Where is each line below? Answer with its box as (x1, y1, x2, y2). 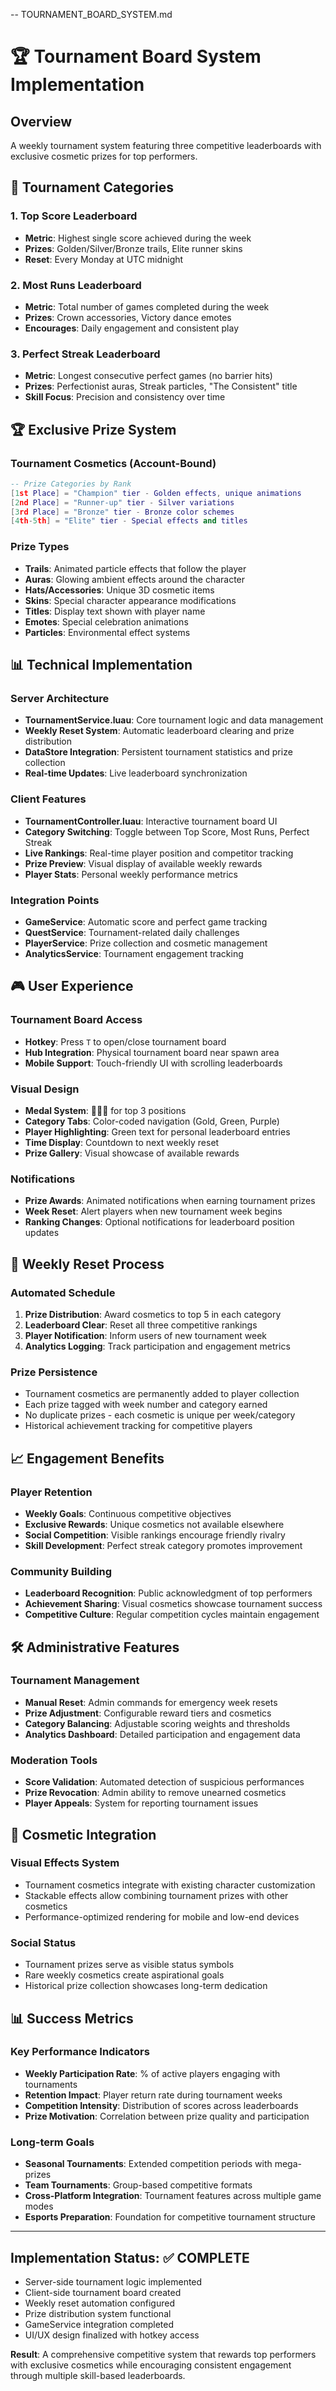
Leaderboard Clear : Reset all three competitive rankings (24, 1319, 258, 1331)
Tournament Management (10, 1674, 140, 1688)
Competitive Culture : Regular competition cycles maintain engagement (24, 1609, 320, 1621)
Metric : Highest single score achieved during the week (24, 232, 252, 244)
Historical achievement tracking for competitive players (24, 1420, 253, 1432)
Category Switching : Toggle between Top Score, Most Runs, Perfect (24, 825, 310, 838)
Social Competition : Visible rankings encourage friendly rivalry (24, 1529, 286, 1541)
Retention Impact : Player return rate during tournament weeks (24, 2089, 283, 2101)
